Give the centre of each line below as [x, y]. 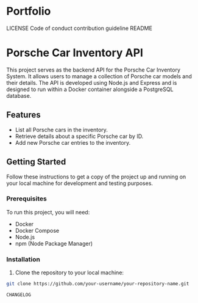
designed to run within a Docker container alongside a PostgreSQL [90, 89]
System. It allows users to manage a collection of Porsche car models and [99, 76]
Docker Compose [37, 230]
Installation [23, 259]
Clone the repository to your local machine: [69, 272]
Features [23, 115]
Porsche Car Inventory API [75, 53]
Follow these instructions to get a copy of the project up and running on [96, 177]
